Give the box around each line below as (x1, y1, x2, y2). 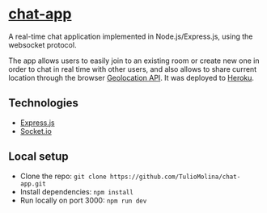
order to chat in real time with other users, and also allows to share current (8, 64, 257, 73)
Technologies (8, 96, 79, 110)
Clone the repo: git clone (19, 171, 107, 181)
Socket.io (19, 126, 53, 136)
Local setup (8, 150, 69, 164)
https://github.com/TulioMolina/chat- (109, 173, 241, 181)
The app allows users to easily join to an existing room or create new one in (8, 56, 260, 65)
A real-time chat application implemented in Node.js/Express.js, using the (8, 31, 253, 41)
